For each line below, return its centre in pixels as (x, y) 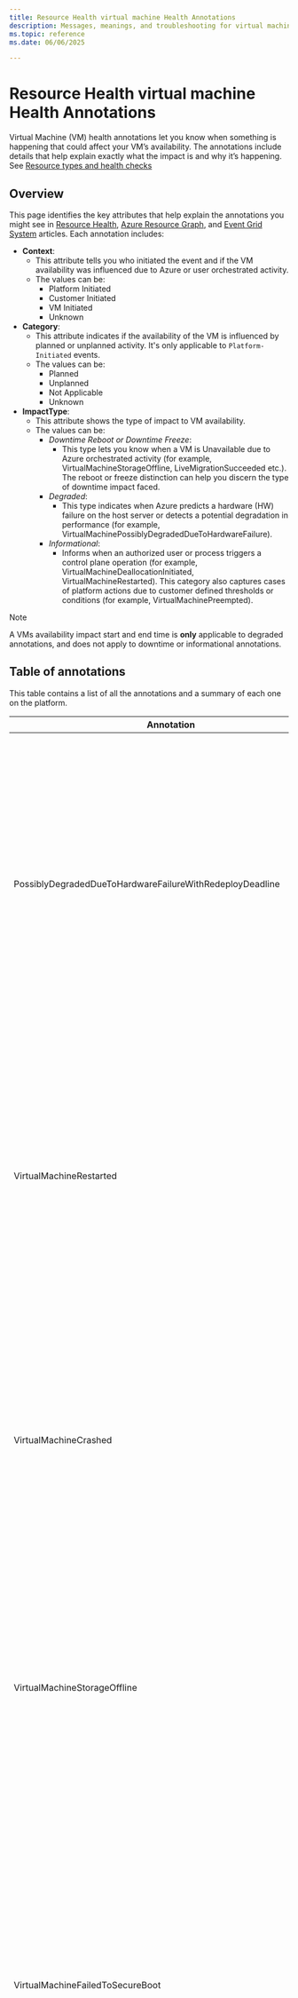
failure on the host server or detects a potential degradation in (175, 515)
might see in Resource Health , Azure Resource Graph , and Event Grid (136, 224)
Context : (38, 251)
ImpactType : (46, 411)
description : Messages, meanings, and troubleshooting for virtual (137, 26)
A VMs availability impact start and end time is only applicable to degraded (146, 634)
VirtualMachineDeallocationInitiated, (128, 572)
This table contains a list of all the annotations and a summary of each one (145, 693)
